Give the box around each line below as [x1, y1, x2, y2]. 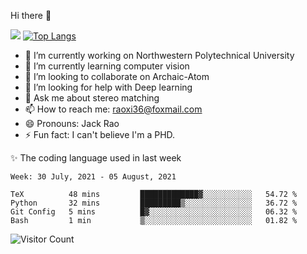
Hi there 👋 [10, 10, 52, 21]
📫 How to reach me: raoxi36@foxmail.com [24, 103, 203, 115]
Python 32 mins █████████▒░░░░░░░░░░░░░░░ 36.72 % [10, 198, 298, 208]
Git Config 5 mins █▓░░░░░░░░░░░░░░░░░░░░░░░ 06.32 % [10, 207, 298, 217]
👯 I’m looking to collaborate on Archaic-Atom [24, 71, 210, 82]
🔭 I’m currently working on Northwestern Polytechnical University [24, 50, 295, 61]
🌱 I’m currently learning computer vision [24, 60, 190, 72]
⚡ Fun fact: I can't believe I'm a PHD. [24, 129, 176, 140]
